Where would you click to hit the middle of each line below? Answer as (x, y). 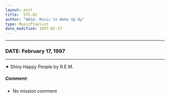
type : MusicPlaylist (27, 24)
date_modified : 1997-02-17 (34, 29)
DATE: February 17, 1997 (35, 51)
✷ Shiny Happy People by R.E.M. (39, 67)
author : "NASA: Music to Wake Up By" (45, 19)
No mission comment (35, 91)
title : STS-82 (21, 15)
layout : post (19, 10)
